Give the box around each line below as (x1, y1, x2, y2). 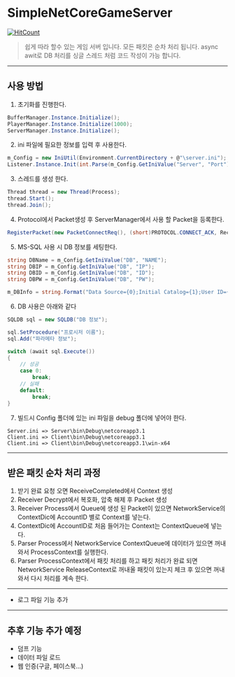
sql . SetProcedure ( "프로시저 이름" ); (7, 329, 106, 336)
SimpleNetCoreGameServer (7, 5, 173, 21)
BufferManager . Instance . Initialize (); (7, 114, 120, 121)
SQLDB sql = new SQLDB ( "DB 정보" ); (7, 316, 108, 323)
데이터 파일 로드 (17, 653, 61, 662)
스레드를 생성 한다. (17, 175, 69, 183)
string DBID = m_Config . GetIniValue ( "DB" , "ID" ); (7, 269, 155, 277)
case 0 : (20, 367, 42, 375)
